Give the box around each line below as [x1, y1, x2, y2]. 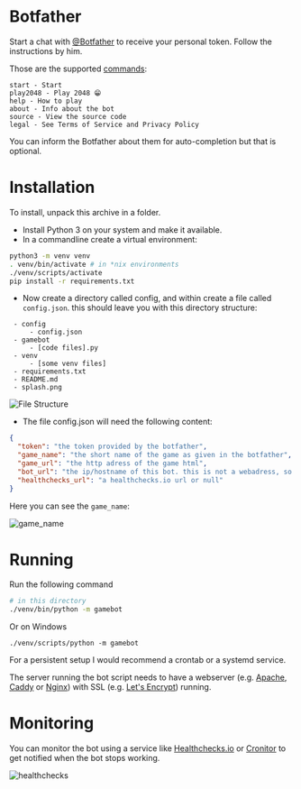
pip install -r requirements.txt [9, 277, 135, 286]
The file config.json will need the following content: [22, 417, 214, 427]
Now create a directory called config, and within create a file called [22, 293, 272, 304]
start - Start [9, 80, 63, 89]
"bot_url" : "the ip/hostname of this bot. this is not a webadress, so [17, 467, 293, 476]
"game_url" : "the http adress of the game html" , [17, 459, 207, 468]
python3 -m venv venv [9, 251, 91, 261]
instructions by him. [9, 45, 83, 56]
